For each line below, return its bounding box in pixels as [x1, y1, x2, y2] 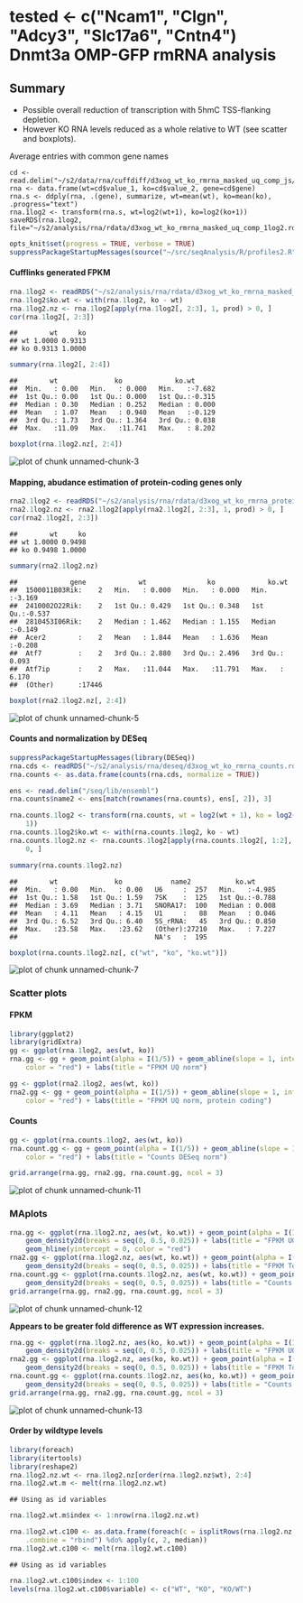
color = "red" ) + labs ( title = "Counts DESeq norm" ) [25, 1153, 228, 1162]
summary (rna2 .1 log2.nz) [9, 561, 99, 570]
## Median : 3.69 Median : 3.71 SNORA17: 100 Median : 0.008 [9, 901, 277, 910]
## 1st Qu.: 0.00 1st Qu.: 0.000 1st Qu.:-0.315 [9, 393, 216, 402]
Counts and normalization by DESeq [9, 733, 148, 744]
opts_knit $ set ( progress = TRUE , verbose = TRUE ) [9, 239, 196, 248]
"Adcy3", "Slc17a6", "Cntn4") [9, 25, 237, 46]
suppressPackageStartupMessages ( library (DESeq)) [9, 753, 196, 762]
